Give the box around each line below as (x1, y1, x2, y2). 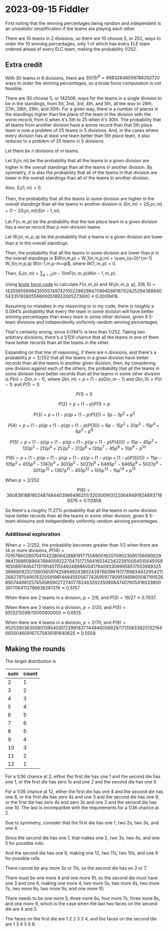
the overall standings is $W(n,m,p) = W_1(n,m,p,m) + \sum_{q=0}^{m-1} (5, 255, 152, 261)
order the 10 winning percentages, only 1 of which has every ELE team (5, 40, 150, 46)
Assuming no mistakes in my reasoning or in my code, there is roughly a (5, 303, 154, 309)
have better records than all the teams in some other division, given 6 (5, 512, 148, 518)
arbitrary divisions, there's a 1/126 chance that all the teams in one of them (5, 334, 159, 340)
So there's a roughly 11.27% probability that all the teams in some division (5, 507, 157, 513)
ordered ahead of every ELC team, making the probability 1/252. (5, 46, 138, 52)
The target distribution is (5, 658, 56, 664)
